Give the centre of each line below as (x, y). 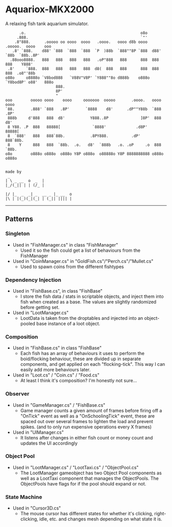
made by (14, 172)
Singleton (17, 234)
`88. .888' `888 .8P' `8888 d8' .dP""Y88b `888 (83, 109)
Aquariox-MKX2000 (50, 9)
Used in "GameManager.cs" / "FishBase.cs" (59, 405)
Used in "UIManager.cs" (38, 432)
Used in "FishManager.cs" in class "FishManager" (65, 245)
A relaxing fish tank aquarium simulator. (47, 24)
